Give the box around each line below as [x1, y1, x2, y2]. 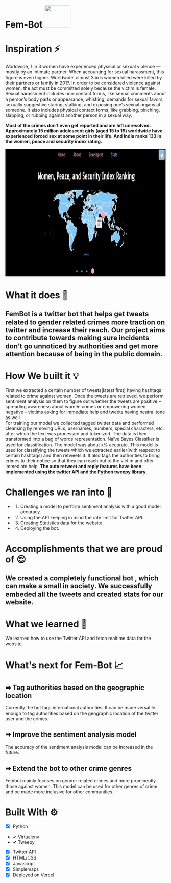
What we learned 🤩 [5, 618, 87, 630]
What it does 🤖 [5, 289, 68, 301]
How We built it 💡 [5, 370, 79, 381]
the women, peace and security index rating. [5, 138, 103, 145]
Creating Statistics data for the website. [20, 520, 104, 526]
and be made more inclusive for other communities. [5, 789, 114, 795]
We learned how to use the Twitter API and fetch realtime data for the [5, 635, 151, 642]
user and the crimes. [5, 716, 49, 722]
